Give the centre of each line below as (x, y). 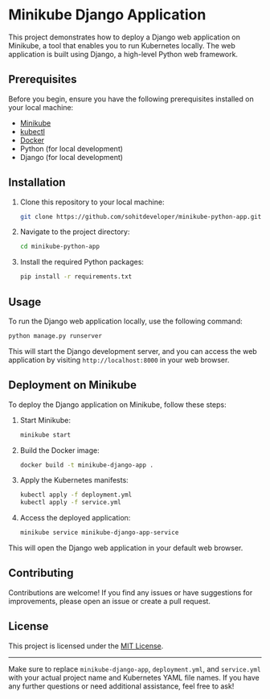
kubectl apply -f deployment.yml (76, 495)
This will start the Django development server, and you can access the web (133, 351)
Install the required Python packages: (82, 262)
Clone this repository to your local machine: (92, 202)
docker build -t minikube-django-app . (87, 465)
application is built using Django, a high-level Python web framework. (123, 54)
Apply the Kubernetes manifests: (74, 480)
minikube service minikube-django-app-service (99, 532)
